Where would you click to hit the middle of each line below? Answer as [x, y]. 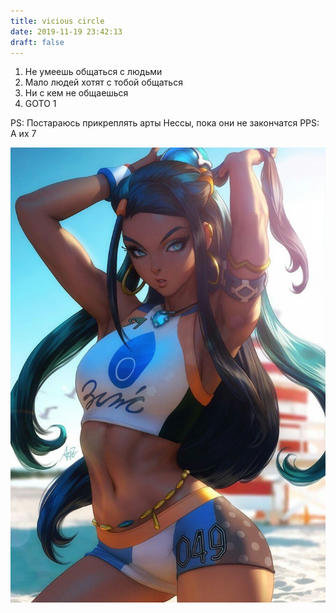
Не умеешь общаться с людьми [93, 72]
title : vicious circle [57, 21]
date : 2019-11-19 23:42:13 [66, 31]
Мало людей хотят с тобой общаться [103, 82]
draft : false [37, 42]
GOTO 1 [40, 104]
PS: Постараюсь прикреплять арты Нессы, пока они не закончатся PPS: [165, 123]
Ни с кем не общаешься [76, 93]
